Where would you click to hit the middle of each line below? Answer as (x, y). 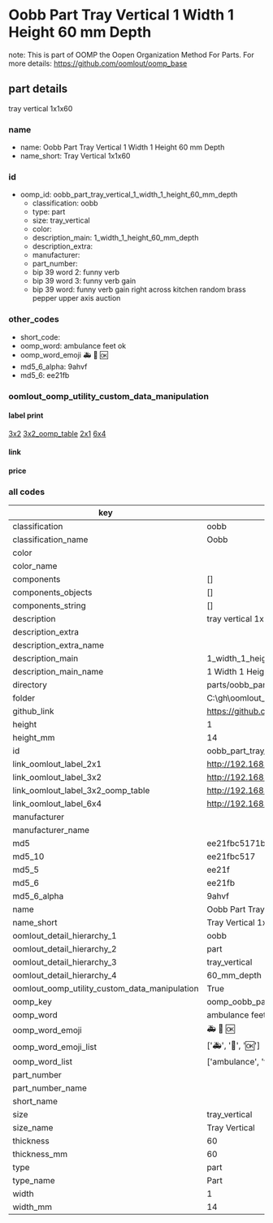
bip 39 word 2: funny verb (76, 272)
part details (38, 89)
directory (30, 685)
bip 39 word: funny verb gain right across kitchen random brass (139, 289)
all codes (27, 492)
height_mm (34, 738)
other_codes (34, 319)
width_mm (32, 1207)
